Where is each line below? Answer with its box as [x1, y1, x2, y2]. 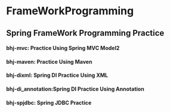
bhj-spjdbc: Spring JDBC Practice [6, 99, 92, 106]
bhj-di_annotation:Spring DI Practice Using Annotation [6, 85, 144, 92]
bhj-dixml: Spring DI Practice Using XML [6, 71, 109, 79]
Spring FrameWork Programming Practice [6, 28, 165, 38]
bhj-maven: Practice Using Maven [6, 58, 92, 65]
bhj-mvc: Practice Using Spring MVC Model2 [6, 45, 120, 52]
